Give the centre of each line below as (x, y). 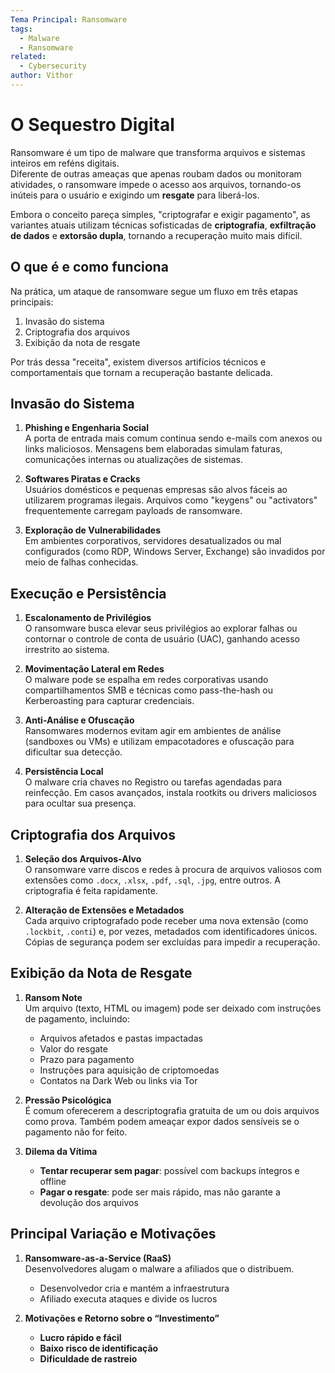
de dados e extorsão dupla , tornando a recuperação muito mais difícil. (156, 235)
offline (53, 1181)
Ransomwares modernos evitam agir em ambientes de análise (153, 731)
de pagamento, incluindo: (77, 1018)
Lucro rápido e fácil (80, 1337)
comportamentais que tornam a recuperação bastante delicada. (141, 372)
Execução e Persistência (88, 593)
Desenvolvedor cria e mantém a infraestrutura (134, 1288)
